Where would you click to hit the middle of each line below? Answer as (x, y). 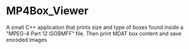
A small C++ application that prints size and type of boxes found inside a (95, 27)
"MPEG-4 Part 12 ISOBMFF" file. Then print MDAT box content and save (94, 33)
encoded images (27, 40)
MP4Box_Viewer (47, 11)
